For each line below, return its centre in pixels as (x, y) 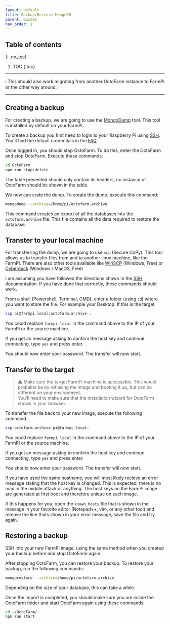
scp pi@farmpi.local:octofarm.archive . (49, 314)
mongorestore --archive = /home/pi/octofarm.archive (60, 578)
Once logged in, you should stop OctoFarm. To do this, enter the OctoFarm (83, 150)
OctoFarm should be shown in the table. (47, 185)
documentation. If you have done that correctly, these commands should (81, 284)
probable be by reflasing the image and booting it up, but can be (85, 387)
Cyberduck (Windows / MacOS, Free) (44, 268)
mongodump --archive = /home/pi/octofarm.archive (56, 204)
